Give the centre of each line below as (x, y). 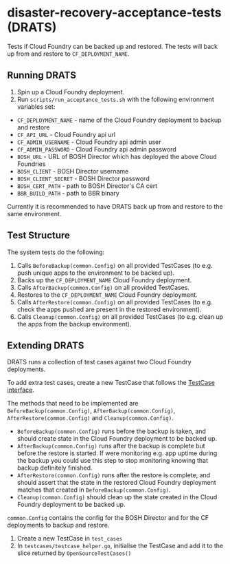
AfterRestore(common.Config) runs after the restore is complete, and (114, 475)
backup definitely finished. (55, 468)
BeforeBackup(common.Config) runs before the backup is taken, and (111, 431)
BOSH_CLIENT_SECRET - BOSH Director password (83, 178)
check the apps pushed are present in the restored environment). (109, 309)
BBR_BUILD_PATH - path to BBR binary (68, 193)
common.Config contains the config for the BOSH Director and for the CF (108, 518)
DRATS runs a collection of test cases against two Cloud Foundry (99, 362)
